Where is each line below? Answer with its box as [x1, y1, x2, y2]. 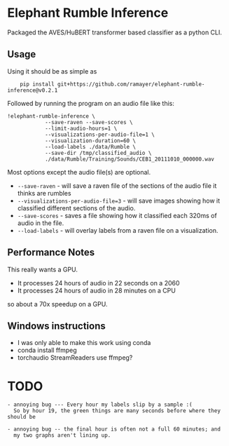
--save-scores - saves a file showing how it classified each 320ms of [17, 211, 217, 219]
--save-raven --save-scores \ [44, 119, 133, 126]
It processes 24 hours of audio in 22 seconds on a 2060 [17, 278, 180, 287]
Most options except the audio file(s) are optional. [7, 168, 151, 176]
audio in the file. [17, 219, 64, 227]
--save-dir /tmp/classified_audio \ [44, 149, 152, 156]
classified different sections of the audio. [17, 203, 136, 212]
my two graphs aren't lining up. [13, 432, 111, 439]
